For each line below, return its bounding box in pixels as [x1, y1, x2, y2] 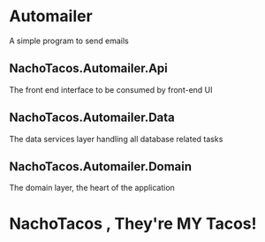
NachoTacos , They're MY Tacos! [9, 214, 257, 233]
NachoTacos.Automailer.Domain [9, 159, 193, 174]
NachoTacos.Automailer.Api [9, 61, 168, 76]
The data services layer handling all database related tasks [9, 133, 223, 144]
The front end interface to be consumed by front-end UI [9, 84, 214, 95]
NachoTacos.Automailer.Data [9, 110, 175, 125]
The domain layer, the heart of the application [9, 183, 175, 193]
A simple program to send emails [9, 35, 130, 46]
